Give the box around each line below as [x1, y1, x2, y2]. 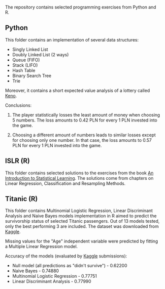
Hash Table [12, 67, 35, 73]
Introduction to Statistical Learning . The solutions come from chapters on [5, 175, 154, 181]
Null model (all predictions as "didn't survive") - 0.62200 [12, 263, 127, 269]
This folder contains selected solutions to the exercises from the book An [5, 170, 154, 176]
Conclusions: [5, 102, 32, 108]
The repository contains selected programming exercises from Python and [5, 4, 156, 10]
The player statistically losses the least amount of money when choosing [12, 112, 160, 118]
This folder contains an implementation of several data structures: [5, 37, 139, 42]
